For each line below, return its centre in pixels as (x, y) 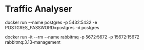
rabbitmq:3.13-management (33, 42)
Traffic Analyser (39, 9)
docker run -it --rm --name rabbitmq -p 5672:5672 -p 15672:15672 (72, 37)
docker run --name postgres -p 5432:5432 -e (51, 22)
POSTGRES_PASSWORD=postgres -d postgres (52, 27)
